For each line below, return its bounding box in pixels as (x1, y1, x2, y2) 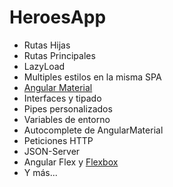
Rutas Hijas (23, 39, 71, 51)
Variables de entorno (23, 113, 111, 125)
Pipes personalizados (23, 102, 113, 115)
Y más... (23, 166, 58, 178)
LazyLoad (23, 60, 66, 72)
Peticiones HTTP (23, 134, 94, 146)
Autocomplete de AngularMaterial (23, 124, 164, 136)
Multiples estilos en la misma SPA (23, 71, 162, 83)
